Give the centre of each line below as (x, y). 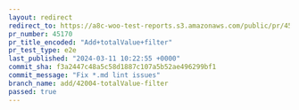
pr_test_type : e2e (42, 51)
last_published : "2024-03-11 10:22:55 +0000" (94, 59)
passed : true (33, 91)
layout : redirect (41, 17)
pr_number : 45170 (41, 34)
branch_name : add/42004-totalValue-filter (88, 83)
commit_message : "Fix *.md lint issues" (85, 75)
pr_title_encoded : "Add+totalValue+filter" (91, 42)
